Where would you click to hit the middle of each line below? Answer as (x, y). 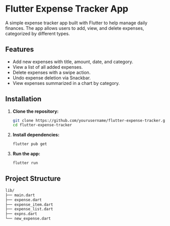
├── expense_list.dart (29, 209)
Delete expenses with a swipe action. (52, 72)
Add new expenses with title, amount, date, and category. (73, 62)
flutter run (25, 163)
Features (20, 49)
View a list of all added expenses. (47, 67)
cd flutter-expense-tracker (42, 125)
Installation (23, 99)
